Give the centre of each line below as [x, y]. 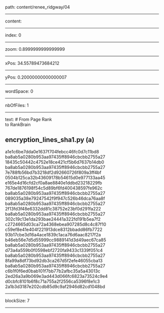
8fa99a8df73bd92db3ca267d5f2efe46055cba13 [54, 260]
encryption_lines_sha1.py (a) [50, 140]
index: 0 [13, 35]
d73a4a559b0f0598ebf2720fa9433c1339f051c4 [54, 250]
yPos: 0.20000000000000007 [36, 77]
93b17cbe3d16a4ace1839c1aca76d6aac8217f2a [53, 234]
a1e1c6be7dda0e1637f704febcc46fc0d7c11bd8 [52, 151]
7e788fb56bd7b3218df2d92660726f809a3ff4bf [53, 172]
